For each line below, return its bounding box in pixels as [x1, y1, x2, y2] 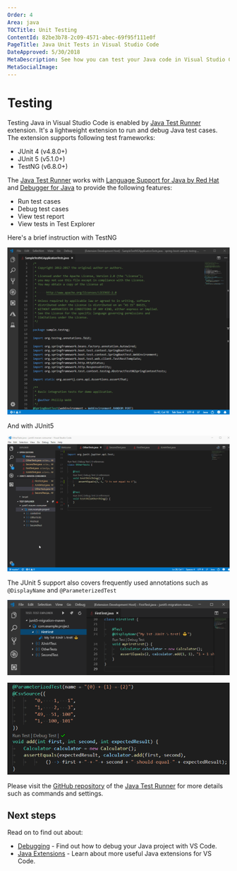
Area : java [7, 18, 39, 26]
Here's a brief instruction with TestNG [7, 233, 118, 242]
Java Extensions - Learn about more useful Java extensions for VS [17, 849, 212, 858]
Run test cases [17, 197, 61, 205]
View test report [17, 212, 65, 221]
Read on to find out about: [7, 828, 83, 837]
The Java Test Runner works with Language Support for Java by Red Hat [7, 175, 219, 184]
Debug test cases [17, 204, 69, 213]
